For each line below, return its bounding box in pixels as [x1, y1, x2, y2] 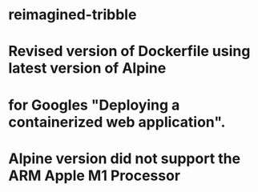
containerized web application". [8, 113, 226, 131]
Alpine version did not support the [8, 150, 241, 167]
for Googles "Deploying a [8, 96, 180, 114]
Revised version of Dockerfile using [8, 42, 251, 61]
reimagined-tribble [8, 6, 137, 24]
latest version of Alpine [8, 59, 167, 78]
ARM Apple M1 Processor [8, 166, 181, 185]
